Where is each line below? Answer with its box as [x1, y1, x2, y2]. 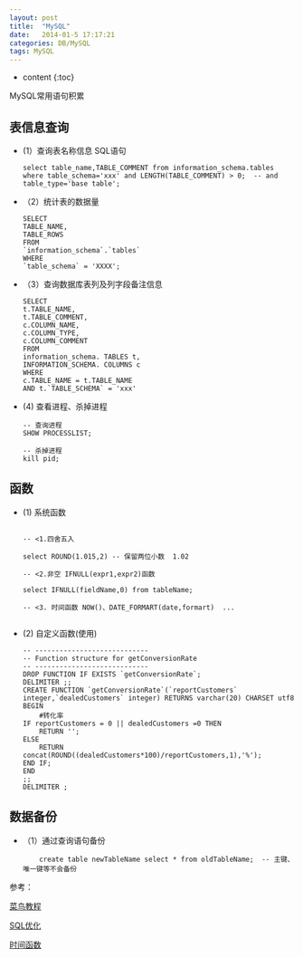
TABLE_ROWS [22, 230, 64, 239]
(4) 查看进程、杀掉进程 [22, 400, 108, 412]
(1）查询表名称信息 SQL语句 [22, 145, 127, 156]
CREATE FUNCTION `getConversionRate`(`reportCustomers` [22, 685, 238, 695]
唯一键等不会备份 [22, 864, 77, 874]
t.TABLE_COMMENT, [22, 312, 89, 321]
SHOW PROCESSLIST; [22, 428, 92, 437]
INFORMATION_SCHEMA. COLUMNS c [22, 359, 141, 369]
